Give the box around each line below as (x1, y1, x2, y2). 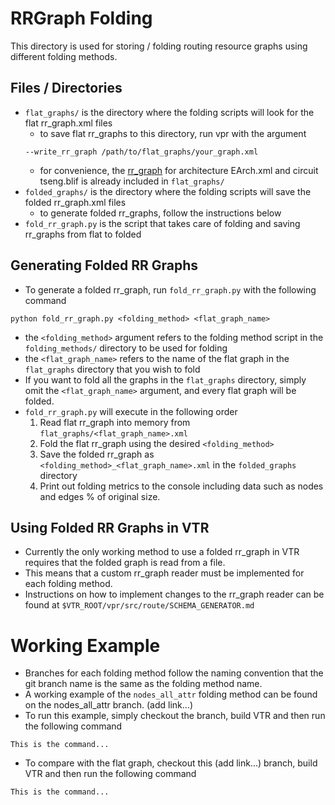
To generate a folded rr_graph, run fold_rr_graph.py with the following (24, 283, 317, 296)
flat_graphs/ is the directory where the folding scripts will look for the (24, 106, 315, 118)
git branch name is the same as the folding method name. (24, 678, 263, 690)
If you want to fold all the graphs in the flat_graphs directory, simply (24, 373, 307, 386)
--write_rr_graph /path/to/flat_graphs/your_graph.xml (24, 147, 259, 157)
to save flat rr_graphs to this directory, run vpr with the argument (39, 127, 307, 139)
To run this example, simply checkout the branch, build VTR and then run (24, 710, 326, 722)
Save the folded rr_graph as (39, 448, 155, 460)
